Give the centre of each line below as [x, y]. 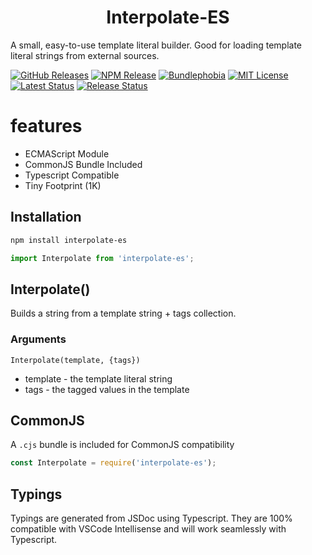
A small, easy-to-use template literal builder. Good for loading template [156, 45]
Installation [46, 217]
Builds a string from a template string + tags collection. [123, 313]
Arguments [38, 339]
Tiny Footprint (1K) [63, 185]
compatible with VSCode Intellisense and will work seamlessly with [148, 529]
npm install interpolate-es [69, 240]
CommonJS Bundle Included [83, 164]
